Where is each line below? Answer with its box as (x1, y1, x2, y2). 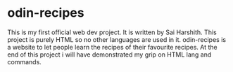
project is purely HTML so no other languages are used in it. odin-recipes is (7, 35, 227, 43)
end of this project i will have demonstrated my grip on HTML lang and (7, 50, 212, 59)
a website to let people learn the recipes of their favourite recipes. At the (7, 43, 218, 51)
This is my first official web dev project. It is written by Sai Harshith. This (7, 28, 217, 36)
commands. (7, 57, 42, 66)
